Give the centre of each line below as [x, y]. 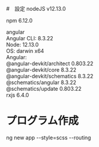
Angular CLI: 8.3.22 [30, 38]
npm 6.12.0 [19, 20]
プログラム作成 [42, 121]
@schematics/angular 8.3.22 [41, 82]
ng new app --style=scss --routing [49, 138]
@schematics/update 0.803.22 [44, 89]
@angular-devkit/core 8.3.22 [41, 70]
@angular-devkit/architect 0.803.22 [50, 63]
